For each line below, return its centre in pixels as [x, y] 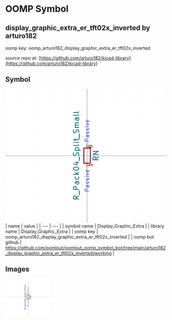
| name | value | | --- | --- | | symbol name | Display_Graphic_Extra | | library [85, 226]
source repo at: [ [23, 58]
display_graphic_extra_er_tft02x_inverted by [78, 28]
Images [17, 269]
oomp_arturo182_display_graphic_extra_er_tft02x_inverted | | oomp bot [80, 237]
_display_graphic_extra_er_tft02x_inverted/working [58, 253]
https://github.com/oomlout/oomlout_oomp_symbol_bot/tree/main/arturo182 [85, 248]
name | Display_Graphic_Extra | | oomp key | [52, 231]
